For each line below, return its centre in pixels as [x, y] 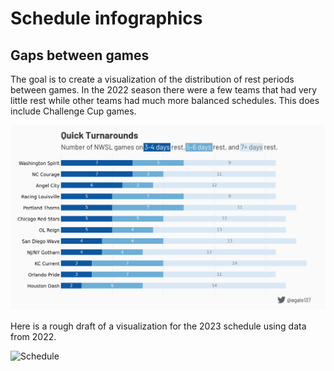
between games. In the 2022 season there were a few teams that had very [164, 90]
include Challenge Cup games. [73, 111]
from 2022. [33, 336]
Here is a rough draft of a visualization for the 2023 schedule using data [158, 326]
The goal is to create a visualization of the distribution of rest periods [152, 79]
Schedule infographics [106, 18]
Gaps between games [80, 55]
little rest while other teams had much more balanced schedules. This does [165, 100]
